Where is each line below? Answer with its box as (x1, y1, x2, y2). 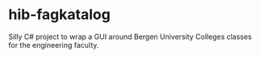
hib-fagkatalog (8, 6, 111, 24)
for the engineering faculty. (8, 40, 99, 49)
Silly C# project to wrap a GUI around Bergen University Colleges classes (8, 32, 252, 41)
